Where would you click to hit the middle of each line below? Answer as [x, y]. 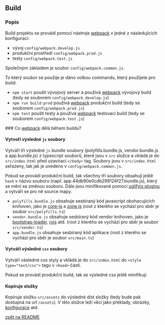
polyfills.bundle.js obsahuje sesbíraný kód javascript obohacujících [83, 201]
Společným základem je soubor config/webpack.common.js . [65, 68]
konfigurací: [17, 38]
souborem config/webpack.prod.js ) [48, 108]
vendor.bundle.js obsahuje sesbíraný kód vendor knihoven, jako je [80, 216]
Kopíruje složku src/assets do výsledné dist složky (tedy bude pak [73, 297]
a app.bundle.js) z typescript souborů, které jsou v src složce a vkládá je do [82, 156]
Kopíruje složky [21, 286]
